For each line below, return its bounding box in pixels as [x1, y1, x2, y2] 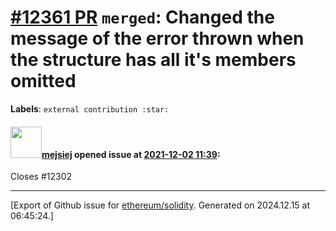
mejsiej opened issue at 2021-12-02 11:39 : [41, 148, 221, 160]
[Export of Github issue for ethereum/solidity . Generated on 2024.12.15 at [10, 199, 311, 211]
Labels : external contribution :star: [10, 102, 170, 115]
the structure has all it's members [10, 49, 297, 71]
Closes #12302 [10, 171, 73, 183]
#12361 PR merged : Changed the [10, 6, 275, 29]
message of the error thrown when [10, 27, 305, 50]
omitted [10, 70, 77, 93]
